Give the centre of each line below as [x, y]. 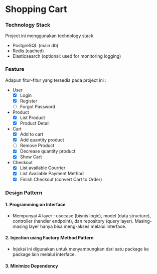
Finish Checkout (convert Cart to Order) [61, 179]
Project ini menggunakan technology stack [49, 36]
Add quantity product [42, 140]
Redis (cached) [28, 51]
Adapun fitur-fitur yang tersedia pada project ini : [56, 80]
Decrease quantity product [48, 151]
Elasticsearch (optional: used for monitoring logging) [67, 56]
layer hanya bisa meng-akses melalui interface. [78, 226]
